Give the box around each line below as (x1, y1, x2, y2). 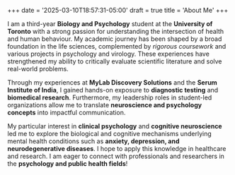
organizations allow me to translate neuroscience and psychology (7, 101, 202, 109)
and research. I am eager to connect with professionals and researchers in (7, 152, 225, 160)
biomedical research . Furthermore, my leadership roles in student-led (7, 93, 212, 102)
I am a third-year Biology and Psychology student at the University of (7, 20, 213, 28)
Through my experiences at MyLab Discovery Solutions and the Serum (7, 78, 217, 87)
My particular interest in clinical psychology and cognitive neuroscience (7, 122, 222, 130)
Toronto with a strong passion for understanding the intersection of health (7, 28, 224, 35)
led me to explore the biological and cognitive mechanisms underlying (7, 130, 212, 138)
